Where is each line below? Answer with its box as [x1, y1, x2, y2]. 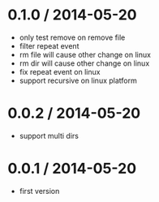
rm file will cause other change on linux [19, 49, 152, 59]
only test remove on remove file [19, 32, 126, 42]
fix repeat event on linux [19, 67, 101, 76]
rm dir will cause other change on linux [19, 58, 150, 68]
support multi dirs [19, 131, 79, 140]
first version [19, 186, 60, 196]
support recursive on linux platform [19, 75, 137, 85]
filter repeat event [19, 41, 79, 50]
